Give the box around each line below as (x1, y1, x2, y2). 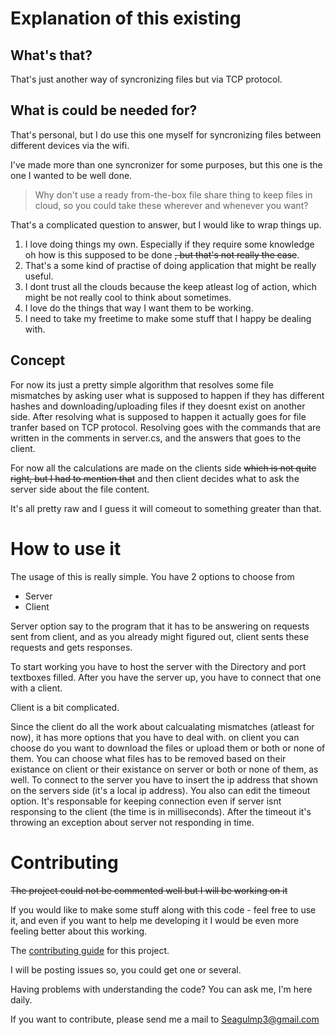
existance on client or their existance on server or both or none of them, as (10, 763, 319, 775)
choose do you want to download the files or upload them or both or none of (10, 742, 326, 754)
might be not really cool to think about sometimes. (24, 291, 232, 303)
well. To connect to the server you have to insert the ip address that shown (10, 773, 319, 786)
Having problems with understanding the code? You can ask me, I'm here (10, 983, 313, 995)
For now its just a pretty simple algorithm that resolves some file (10, 378, 274, 391)
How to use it (10, 537, 122, 560)
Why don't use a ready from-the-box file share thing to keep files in (34, 188, 313, 201)
